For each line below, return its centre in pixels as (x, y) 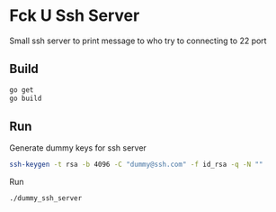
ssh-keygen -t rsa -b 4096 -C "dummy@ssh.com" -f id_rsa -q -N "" (136, 165)
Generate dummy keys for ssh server (78, 148)
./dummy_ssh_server (46, 198)
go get (22, 90)
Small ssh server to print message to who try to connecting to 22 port (138, 41)
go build (26, 98)
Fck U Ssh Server (75, 16)
